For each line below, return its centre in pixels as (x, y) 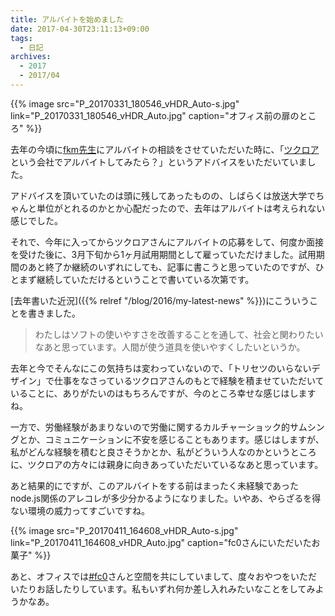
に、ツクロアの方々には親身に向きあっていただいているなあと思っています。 (167, 464)
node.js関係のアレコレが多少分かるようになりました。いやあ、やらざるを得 (166, 498)
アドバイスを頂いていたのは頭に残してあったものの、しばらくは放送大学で (163, 195)
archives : (31, 57)
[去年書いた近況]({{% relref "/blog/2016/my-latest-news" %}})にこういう (160, 300)
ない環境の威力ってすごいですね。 (80, 510)
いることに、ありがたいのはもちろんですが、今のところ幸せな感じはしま (159, 393)
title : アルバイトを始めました (67, 19)
